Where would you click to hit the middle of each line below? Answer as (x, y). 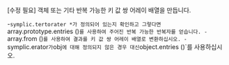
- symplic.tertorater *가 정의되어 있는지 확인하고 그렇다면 (84, 24)
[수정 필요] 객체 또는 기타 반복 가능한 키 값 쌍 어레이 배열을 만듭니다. (99, 10)
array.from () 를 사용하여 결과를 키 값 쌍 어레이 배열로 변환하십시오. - (97, 39)
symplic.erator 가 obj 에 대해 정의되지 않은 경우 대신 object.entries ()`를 (100, 47)
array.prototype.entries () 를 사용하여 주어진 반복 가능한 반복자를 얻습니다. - (107, 31)
